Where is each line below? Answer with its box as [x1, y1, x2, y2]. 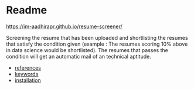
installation [14, 77, 41, 84]
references [14, 64, 41, 71]
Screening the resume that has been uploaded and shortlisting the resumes [6, 34, 189, 41]
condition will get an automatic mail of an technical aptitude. [6, 53, 151, 60]
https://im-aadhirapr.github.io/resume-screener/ [6, 23, 123, 30]
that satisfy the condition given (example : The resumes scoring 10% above [6, 40, 188, 47]
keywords [14, 70, 39, 77]
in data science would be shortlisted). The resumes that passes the [6, 46, 168, 53]
